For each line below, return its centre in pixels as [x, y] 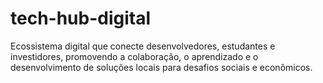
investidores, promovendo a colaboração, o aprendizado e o [134, 56]
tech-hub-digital [81, 18]
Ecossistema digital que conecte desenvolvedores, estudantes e [143, 46]
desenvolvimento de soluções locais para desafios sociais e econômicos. [161, 67]
